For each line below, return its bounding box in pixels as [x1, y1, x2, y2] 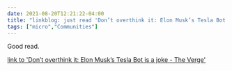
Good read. [7, 42, 40, 51]
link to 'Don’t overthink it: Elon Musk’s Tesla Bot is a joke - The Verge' [7, 56, 206, 64]
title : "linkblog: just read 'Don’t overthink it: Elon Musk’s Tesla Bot [7, 17, 226, 24]
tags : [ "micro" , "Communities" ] [7, 23, 98, 30]
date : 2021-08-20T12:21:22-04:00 [7, 10, 105, 17]
